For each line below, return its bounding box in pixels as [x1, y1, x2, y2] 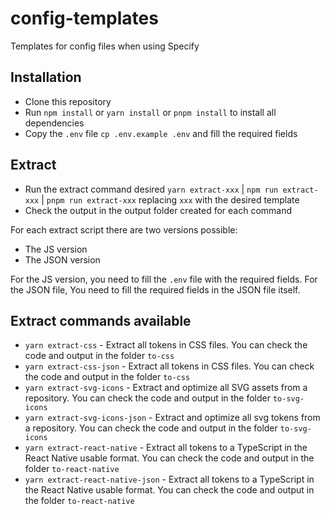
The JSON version [24, 253, 101, 266]
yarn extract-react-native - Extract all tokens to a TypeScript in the [24, 442, 308, 454]
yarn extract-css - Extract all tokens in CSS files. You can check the [24, 339, 308, 351]
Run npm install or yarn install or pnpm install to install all [24, 106, 277, 118]
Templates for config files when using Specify [10, 40, 200, 52]
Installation [10, 69, 82, 86]
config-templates [10, 7, 159, 30]
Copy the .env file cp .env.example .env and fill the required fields [24, 127, 298, 139]
